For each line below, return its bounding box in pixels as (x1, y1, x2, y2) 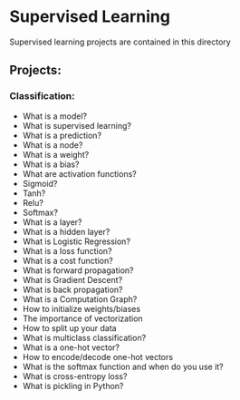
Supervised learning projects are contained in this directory (9, 36, 231, 47)
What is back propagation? (22, 284, 123, 295)
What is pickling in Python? (22, 380, 124, 391)
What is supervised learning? (22, 120, 131, 131)
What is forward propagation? (22, 265, 134, 276)
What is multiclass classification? (22, 332, 147, 343)
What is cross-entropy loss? (22, 370, 128, 382)
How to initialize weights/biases (22, 303, 141, 314)
